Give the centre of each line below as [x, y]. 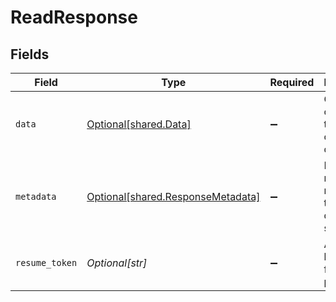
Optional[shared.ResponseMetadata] [173, 196]
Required [292, 82]
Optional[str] [117, 263]
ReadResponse [74, 17]
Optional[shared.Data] [139, 124]
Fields [30, 54]
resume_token [46, 262]
